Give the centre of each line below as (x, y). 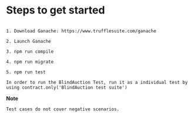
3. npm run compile (30, 51)
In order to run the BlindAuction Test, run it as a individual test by (97, 82)
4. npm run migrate (30, 62)
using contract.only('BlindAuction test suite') (67, 87)
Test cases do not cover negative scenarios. (63, 109)
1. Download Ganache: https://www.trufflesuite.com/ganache (81, 31)
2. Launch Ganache (29, 41)
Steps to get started (56, 10)
